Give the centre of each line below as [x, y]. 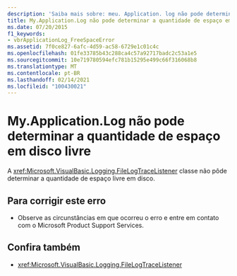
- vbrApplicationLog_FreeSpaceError [61, 40]
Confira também [44, 247]
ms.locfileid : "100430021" [47, 86]
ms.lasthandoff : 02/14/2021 [49, 80]
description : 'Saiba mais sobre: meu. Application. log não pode [105, 14]
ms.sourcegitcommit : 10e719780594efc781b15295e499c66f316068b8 [102, 60]
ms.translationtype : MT [42, 67]
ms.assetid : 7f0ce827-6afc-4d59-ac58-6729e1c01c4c [83, 47]
